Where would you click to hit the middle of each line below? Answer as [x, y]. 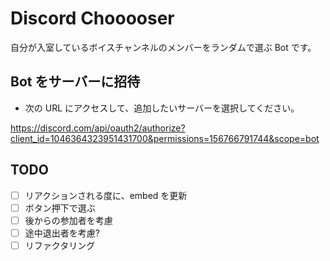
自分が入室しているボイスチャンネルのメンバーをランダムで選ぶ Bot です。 [163, 47]
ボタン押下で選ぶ [60, 208]
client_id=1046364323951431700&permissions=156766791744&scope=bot [165, 138]
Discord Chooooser [92, 18]
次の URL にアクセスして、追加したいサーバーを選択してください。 [162, 108]
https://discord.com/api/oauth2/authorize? [98, 128]
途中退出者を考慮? [62, 233]
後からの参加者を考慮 [68, 220]
